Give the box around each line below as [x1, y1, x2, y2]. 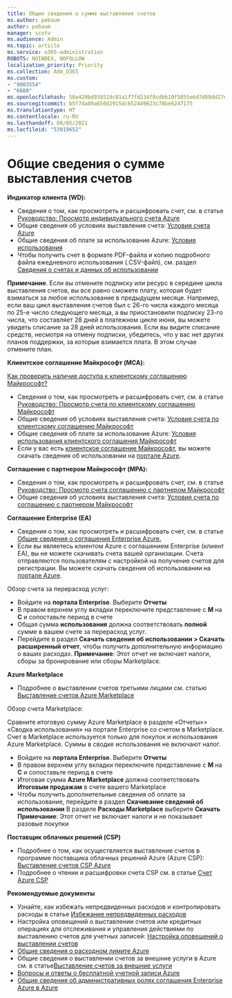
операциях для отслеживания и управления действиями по [17, 925, 194, 933]
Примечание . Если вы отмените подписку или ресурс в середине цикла [7, 279, 223, 287]
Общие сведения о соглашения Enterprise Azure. [17, 534, 162, 543]
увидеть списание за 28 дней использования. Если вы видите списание [7, 323, 220, 332]
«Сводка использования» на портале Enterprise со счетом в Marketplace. [7, 725, 224, 734]
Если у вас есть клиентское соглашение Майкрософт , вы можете [17, 444, 211, 453]
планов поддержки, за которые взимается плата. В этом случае [7, 338, 197, 346]
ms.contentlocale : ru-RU [7, 113, 79, 120]
